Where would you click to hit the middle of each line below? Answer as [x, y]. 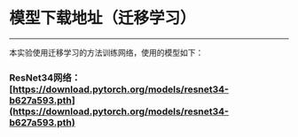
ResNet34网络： [45, 78]
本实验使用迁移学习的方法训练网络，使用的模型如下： [106, 52]
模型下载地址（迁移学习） [103, 18]
